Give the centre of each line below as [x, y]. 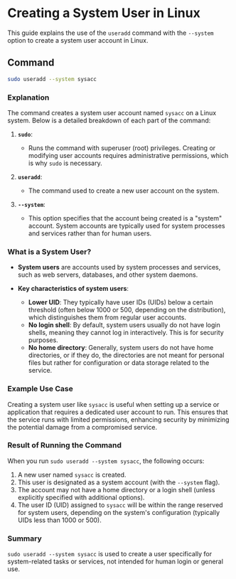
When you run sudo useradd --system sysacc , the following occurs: [106, 461]
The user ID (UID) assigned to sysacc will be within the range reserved [120, 505]
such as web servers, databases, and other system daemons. [108, 275]
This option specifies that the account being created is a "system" [125, 218]
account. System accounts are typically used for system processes [127, 225]
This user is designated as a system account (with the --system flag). [119, 482]
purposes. [43, 340]
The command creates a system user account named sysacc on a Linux [112, 112]
